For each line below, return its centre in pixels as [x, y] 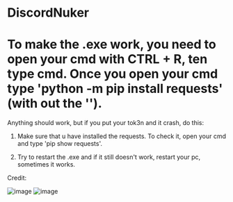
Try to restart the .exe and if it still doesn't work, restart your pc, [109, 157]
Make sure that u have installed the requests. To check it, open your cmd [121, 136]
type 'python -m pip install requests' [115, 89]
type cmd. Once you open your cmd [113, 74]
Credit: [17, 178]
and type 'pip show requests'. [60, 144]
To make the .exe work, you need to [112, 45]
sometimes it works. [46, 165]
